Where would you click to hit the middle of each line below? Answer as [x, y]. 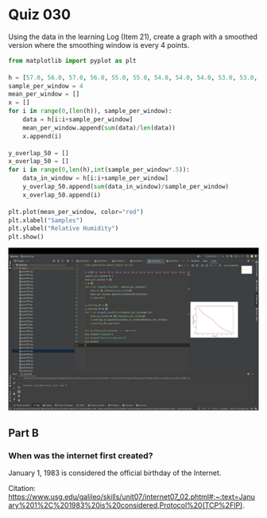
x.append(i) [42, 136]
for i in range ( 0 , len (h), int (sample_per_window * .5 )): [99, 170]
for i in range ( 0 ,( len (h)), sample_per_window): [90, 111]
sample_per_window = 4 [46, 86]
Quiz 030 [40, 15]
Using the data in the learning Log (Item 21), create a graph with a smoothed [133, 37]
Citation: [22, 489]
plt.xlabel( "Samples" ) [46, 220]
